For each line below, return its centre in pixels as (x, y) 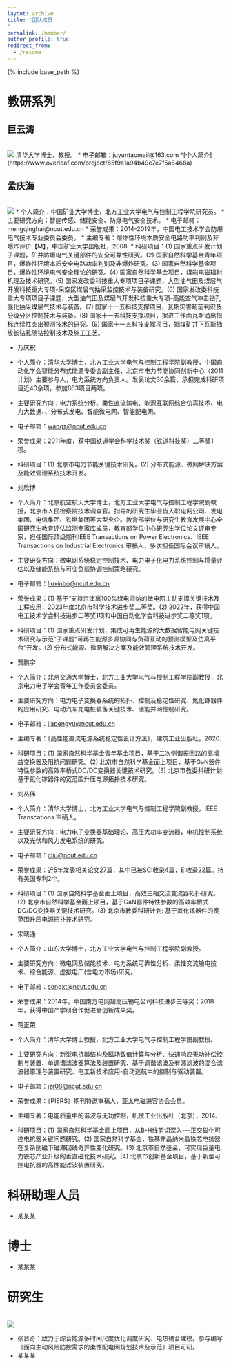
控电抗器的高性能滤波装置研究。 (62, 1165)
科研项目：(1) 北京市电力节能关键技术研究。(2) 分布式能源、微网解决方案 (120, 464)
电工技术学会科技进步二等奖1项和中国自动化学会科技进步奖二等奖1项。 (116, 615)
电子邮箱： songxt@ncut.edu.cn (62, 986)
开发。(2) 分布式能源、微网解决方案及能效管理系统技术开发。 (112, 647)
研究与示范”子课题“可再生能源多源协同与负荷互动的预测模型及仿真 (117, 639)
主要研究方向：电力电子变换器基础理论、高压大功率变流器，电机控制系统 (120, 832)
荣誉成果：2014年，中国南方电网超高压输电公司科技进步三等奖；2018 (115, 1001)
